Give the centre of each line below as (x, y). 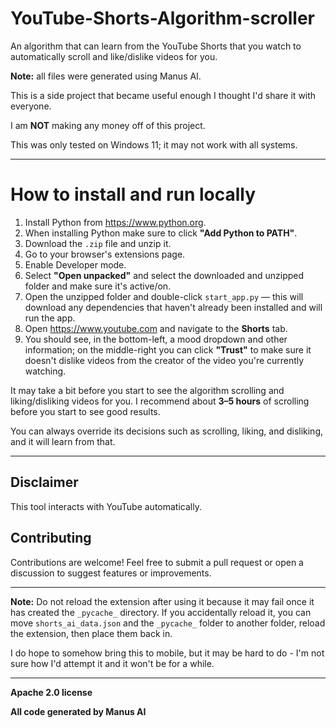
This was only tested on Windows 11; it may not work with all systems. (154, 144)
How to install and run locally (133, 194)
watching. (45, 371)
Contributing (51, 538)
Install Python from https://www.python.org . (115, 222)
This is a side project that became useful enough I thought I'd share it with (163, 95)
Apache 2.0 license (51, 692)
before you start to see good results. (85, 411)
